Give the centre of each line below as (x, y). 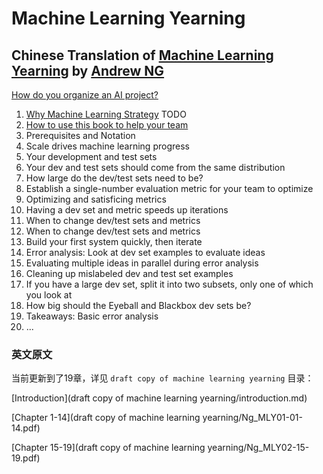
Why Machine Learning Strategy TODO (106, 114)
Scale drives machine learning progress (107, 146)
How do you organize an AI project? (85, 95)
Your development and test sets (91, 156)
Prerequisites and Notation (80, 135)
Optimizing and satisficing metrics (96, 199)
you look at (49, 295)
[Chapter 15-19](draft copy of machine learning (108, 448)
